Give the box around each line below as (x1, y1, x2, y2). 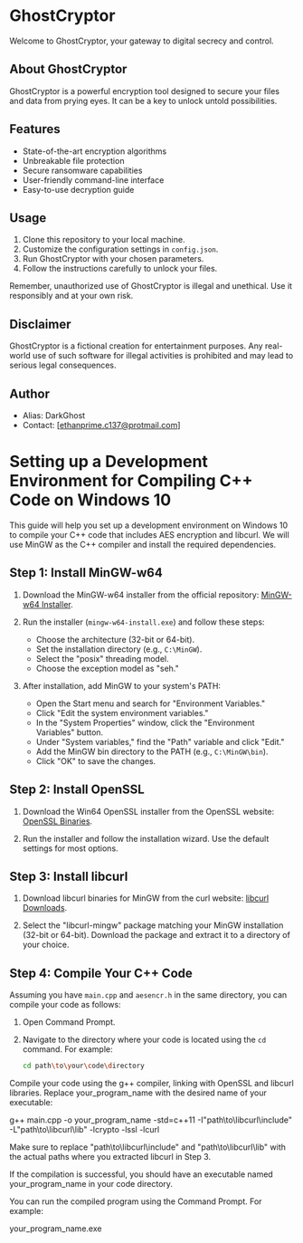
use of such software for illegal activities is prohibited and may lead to (32, 350, 294, 361)
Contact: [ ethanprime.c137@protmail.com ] (22, 420, 181, 430)
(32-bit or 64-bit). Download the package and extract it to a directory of (22, 930, 291, 941)
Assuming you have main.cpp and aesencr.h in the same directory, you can (9, 990, 288, 1000)
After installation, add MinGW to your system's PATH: (22, 680, 222, 691)
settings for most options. (22, 843, 119, 854)
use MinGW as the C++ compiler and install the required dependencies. (9, 539, 277, 550)
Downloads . (22, 903, 68, 913)
